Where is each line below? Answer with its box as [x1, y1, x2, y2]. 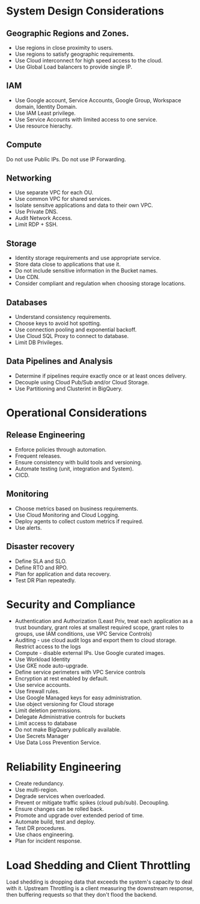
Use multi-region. [14, 786, 59, 793]
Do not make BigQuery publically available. [14, 726, 121, 733]
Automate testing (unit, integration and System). [14, 465, 134, 472]
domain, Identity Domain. [14, 103, 77, 110]
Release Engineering [6, 430, 85, 440]
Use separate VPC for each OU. [14, 189, 94, 196]
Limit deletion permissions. [14, 707, 82, 714]
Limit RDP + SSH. [14, 221, 58, 228]
